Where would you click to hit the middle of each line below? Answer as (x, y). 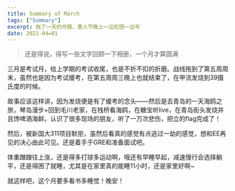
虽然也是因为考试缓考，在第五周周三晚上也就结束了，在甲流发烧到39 (119, 78)
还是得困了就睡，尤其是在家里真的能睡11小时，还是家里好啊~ (107, 166)
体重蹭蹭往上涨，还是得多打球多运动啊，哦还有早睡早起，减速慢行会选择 (112, 157)
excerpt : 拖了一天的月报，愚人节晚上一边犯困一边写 (74, 27)
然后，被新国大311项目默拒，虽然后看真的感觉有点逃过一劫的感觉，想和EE (114, 134)
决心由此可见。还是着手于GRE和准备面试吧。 (84, 142)
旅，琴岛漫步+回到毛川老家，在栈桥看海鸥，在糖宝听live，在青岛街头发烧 (113, 110)
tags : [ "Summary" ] (34, 20)
